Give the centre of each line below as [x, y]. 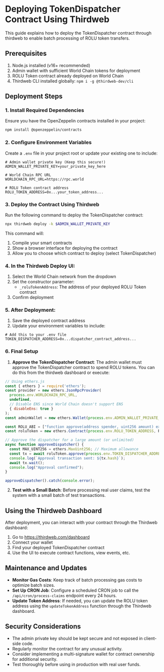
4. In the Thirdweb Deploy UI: [40, 266]
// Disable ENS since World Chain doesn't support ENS [66, 404]
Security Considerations [43, 627]
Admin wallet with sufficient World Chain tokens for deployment [76, 70]
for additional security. [35, 659]
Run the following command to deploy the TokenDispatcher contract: [74, 215]
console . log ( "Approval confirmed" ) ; [47, 467]
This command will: [25, 233]
